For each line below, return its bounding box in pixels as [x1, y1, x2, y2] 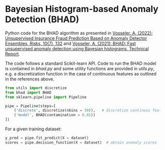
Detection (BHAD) [5, 14, 80, 25]
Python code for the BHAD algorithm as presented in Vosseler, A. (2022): [5, 30, 153, 36]
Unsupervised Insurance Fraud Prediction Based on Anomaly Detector [5, 35, 147, 41]
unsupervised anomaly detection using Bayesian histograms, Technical [5, 46, 149, 51]
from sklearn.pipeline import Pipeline [5, 95, 87, 100]
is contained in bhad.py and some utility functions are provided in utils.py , [5, 65, 155, 72]
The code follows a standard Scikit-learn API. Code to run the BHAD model [5, 60, 156, 66]
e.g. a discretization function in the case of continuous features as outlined [5, 71, 157, 76]
